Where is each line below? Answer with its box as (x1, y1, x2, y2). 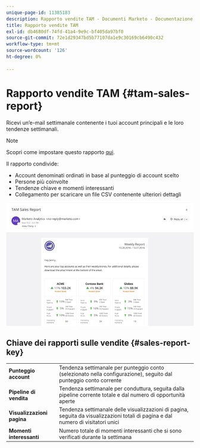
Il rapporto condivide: (6, 160, 59, 167)
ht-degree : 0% (6, 54, 42, 60)
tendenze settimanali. (6, 125, 59, 133)
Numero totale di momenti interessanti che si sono (59, 427, 182, 434)
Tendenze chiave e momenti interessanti (14, 184, 114, 191)
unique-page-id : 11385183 (6, 10, 70, 16)
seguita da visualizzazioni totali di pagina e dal (59, 412, 173, 419)
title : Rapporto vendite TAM (6, 22, 79, 28)
